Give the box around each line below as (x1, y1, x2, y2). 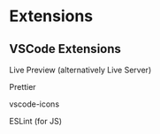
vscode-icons (9, 99, 60, 109)
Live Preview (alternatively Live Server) (9, 64, 152, 75)
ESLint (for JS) (9, 116, 63, 126)
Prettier (9, 82, 37, 92)
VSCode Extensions (9, 41, 122, 56)
